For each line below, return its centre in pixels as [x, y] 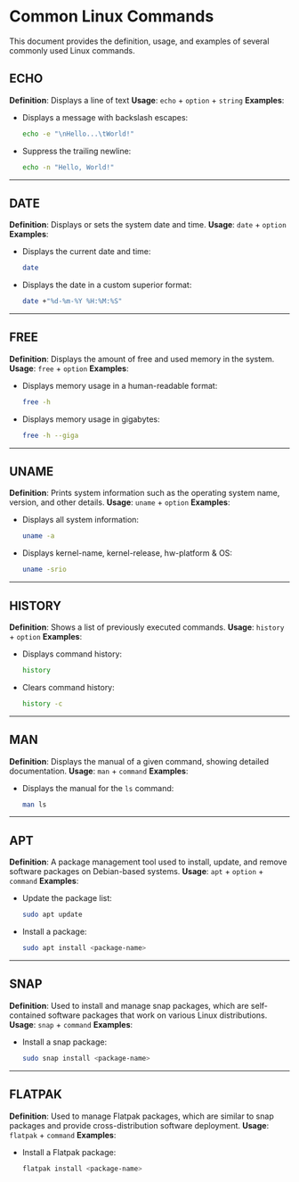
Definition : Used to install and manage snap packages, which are [129, 1005]
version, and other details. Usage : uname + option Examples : [120, 502]
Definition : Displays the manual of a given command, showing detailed [139, 761]
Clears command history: [69, 687]
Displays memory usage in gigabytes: [91, 419]
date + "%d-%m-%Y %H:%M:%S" [72, 302]
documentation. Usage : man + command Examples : [99, 771]
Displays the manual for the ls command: [98, 788]
